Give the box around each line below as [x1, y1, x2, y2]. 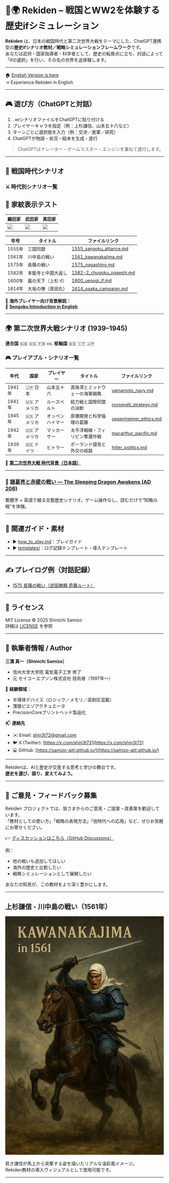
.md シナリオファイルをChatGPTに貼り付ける [12, 116, 105, 122]
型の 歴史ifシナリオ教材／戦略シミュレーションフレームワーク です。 [5, 44, 144, 50]
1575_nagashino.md [71, 262, 115, 268]
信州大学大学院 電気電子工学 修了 [12, 669, 81, 675]
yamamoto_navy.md [111, 387, 154, 393]
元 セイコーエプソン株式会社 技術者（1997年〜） [12, 675, 113, 681]
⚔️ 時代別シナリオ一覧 [5, 183, 58, 191]
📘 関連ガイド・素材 [5, 524, 64, 533]
